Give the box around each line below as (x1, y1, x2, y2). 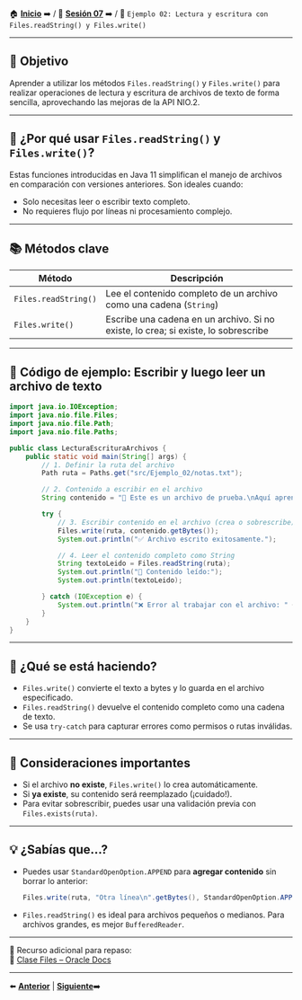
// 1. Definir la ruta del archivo (41, 460, 175, 470)
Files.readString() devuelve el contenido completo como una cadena (22, 702, 285, 712)
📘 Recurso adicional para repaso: (9, 944, 132, 955)
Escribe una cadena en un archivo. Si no (105, 314, 276, 326)
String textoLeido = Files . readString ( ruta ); (57, 559, 231, 569)
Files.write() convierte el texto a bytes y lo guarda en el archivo (22, 683, 265, 694)
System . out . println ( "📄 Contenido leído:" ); (57, 568, 223, 577)
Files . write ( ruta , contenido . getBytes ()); (57, 526, 219, 535)
